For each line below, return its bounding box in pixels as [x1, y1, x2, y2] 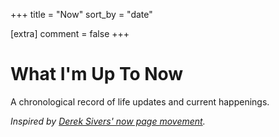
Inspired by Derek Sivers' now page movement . [10, 115, 206, 127]
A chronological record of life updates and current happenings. [10, 95, 270, 108]
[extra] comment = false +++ [10, 28, 130, 39]
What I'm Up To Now [10, 63, 184, 86]
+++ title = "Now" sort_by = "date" [10, 9, 153, 20]
